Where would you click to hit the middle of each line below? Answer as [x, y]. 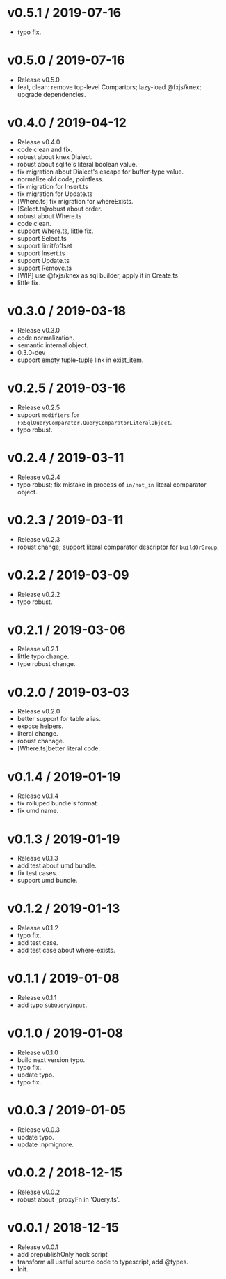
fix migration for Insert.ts [53, 186]
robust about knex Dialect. [55, 157]
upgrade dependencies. [51, 94]
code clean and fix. [45, 149]
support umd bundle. [47, 881]
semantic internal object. [53, 345]
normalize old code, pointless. [60, 179]
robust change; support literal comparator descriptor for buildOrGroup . [118, 547]
